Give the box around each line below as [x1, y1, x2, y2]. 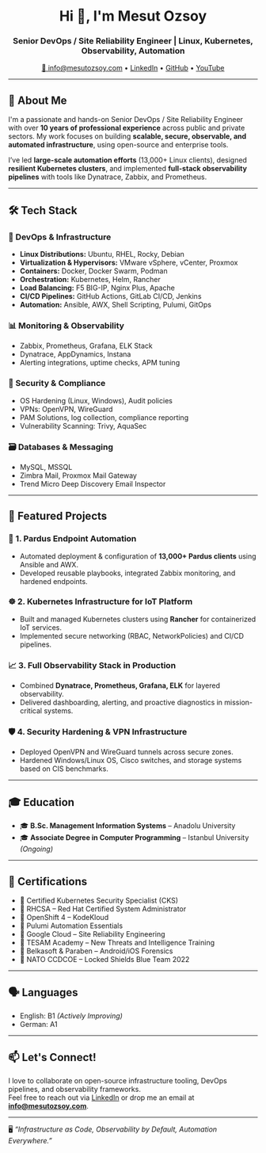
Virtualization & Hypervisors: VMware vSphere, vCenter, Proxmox [19, 258, 238, 267]
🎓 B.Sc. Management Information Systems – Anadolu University [19, 821, 236, 830]
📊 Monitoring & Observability [8, 320, 125, 331]
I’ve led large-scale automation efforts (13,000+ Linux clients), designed [8, 155, 248, 165]
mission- [224, 697, 253, 708]
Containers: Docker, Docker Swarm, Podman [19, 265, 168, 276]
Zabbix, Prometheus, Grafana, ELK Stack [19, 341, 153, 351]
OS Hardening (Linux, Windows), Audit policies [19, 395, 173, 405]
